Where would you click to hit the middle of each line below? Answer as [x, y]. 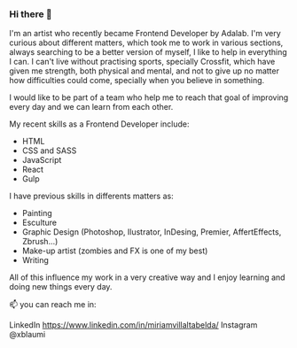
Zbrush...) [40, 242]
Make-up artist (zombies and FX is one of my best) [115, 251]
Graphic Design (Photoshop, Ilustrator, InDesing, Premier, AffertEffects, [152, 232]
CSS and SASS [49, 151]
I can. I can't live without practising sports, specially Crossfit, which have [142, 62]
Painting [37, 213]
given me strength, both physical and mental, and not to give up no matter [144, 71]
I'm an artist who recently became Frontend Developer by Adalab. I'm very [145, 34]
